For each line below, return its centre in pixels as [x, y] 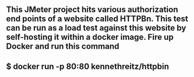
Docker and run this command [63, 46]
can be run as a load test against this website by [96, 28]
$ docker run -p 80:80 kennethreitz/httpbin [88, 66]
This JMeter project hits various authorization [92, 10]
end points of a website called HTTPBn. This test [97, 19]
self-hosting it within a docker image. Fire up [90, 37]
